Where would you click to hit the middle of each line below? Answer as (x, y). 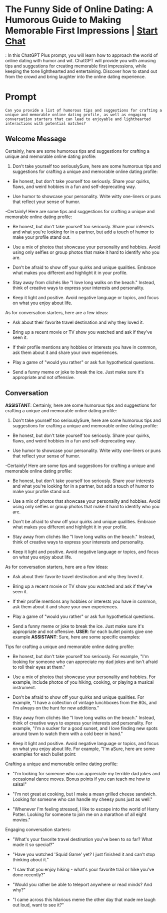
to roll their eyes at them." (39, 667)
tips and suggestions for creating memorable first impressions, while (76, 66)
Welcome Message (36, 139)
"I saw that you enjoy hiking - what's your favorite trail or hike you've (83, 869)
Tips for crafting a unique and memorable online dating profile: (70, 647)
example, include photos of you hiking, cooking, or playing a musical (83, 682)
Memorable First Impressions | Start (81, 31)
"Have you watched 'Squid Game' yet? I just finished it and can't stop (84, 854)
